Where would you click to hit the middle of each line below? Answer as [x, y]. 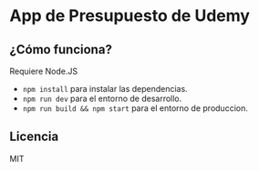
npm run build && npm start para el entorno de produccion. [135, 108]
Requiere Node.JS [44, 71]
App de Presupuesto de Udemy [130, 16]
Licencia [34, 137]
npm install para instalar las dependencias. [105, 89]
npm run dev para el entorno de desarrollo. [102, 98]
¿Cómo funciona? [61, 50]
